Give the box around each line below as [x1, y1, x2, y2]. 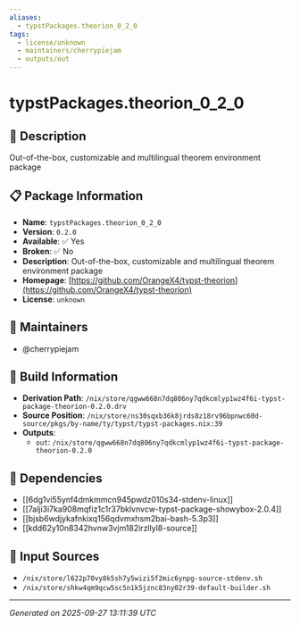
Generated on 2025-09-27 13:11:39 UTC [9, 608, 156, 619]
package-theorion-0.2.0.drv [21, 403, 127, 412]
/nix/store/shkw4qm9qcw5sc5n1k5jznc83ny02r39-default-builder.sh [21, 584, 271, 593]
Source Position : [21, 410, 85, 421]
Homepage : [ [21, 274, 72, 286]
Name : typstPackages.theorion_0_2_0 [21, 216, 162, 228]
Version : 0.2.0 [21, 226, 78, 237]
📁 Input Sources [9, 548, 100, 563]
